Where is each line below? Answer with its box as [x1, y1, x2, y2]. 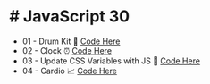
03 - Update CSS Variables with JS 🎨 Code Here [21, 55, 201, 66]
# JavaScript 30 [9, 6, 130, 27]
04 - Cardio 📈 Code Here [21, 65, 118, 76]
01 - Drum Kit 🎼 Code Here [21, 36, 121, 46]
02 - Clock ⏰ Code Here [21, 45, 113, 55]
